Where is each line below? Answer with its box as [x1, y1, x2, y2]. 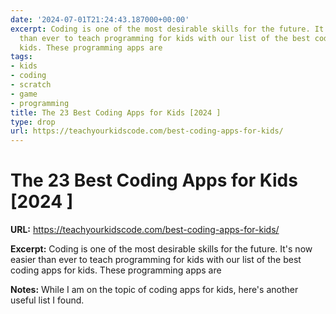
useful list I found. [10, 294, 85, 306]
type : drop [10, 117, 56, 127]
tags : [10, 52, 33, 62]
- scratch [10, 80, 52, 90]
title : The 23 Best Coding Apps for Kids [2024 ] [10, 107, 222, 118]
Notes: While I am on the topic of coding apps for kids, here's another [10, 284, 299, 296]
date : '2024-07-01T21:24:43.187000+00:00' [10, 14, 190, 25]
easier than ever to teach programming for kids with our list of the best [10, 254, 302, 266]
